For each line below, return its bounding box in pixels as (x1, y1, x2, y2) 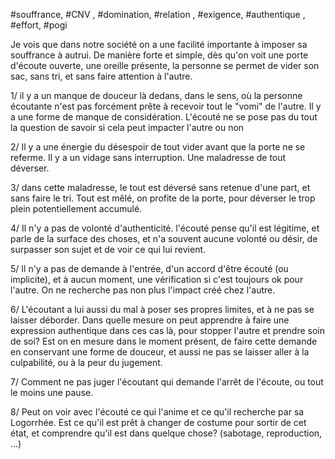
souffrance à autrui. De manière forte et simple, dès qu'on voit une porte (10, 49, 309, 61)
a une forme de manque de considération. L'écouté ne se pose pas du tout (10, 111, 318, 123)
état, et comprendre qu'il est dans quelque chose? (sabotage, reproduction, (10, 427, 323, 439)
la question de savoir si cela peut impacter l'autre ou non (10, 122, 245, 133)
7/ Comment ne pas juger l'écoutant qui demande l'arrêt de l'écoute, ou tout (10, 376, 324, 388)
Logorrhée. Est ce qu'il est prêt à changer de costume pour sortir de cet (10, 417, 307, 428)
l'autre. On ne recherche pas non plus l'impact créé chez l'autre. (10, 284, 276, 296)
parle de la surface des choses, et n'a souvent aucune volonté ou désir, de (10, 233, 318, 244)
